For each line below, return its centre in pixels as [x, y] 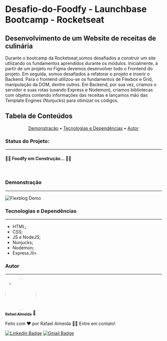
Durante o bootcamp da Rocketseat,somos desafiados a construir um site [80, 58]
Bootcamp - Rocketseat [55, 20]
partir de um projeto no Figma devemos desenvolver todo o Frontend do [79, 69]
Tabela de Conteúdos [39, 116]
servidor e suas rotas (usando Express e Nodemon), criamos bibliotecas [79, 90]
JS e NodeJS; [26, 237]
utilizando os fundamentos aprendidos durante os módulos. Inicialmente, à [82, 63]
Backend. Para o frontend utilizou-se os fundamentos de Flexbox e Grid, [79, 79]
